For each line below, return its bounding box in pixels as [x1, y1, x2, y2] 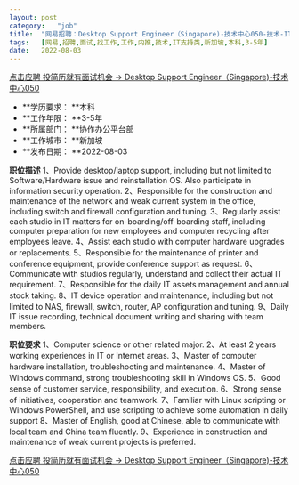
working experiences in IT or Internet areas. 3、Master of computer [9, 351, 257, 361]
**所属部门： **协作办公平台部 [21, 124, 134, 134]
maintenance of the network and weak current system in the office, [9, 196, 256, 206]
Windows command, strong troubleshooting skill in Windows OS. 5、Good [9, 373, 281, 384]
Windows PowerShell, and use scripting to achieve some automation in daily [9, 405, 289, 416]
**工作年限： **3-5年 [21, 113, 103, 124]
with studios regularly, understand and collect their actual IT [61, 269, 283, 279]
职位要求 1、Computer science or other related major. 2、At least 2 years [9, 339, 277, 350]
